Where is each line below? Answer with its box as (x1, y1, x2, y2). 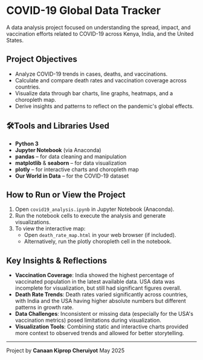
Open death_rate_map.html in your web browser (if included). (24, 232, 176, 239)
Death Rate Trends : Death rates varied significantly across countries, (14, 291, 188, 298)
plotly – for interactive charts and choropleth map (14, 165, 139, 173)
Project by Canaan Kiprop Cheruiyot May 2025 (6, 347, 125, 355)
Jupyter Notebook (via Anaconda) (14, 146, 101, 153)
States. (6, 36, 24, 44)
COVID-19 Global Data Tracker (6, 4, 161, 18)
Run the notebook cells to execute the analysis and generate (14, 212, 166, 219)
